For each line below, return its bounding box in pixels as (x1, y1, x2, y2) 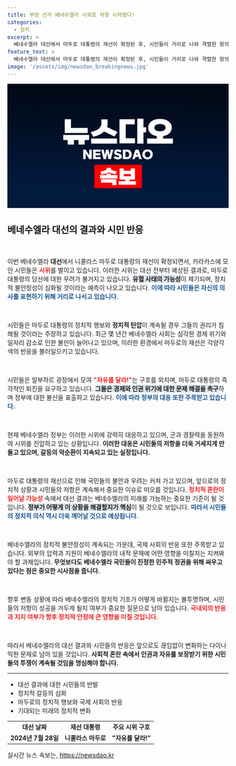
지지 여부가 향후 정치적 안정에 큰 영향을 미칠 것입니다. (14, 613, 159, 621)
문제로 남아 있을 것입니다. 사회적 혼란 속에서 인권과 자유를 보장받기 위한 (20, 650, 214, 659)
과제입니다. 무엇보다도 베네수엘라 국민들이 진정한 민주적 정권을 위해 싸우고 (22, 558, 223, 567)
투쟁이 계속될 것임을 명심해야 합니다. (20, 659, 119, 667)
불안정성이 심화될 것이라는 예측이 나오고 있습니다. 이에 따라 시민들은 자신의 (14, 284, 218, 292)
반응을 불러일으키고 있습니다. (20, 348, 100, 356)
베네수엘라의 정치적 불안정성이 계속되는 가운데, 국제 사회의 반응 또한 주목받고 (7, 541, 218, 549)
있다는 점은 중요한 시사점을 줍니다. (7, 567, 100, 575)
